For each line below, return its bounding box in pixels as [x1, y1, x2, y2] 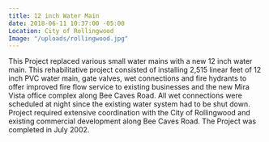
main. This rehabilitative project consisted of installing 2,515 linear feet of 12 [8, 65, 262, 75]
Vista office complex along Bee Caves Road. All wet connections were [8, 90, 243, 101]
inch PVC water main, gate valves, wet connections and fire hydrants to [8, 73, 247, 83]
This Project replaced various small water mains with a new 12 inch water [8, 56, 253, 66]
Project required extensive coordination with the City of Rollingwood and [8, 108, 251, 118]
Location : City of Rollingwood [8, 27, 114, 35]
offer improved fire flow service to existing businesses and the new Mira [8, 82, 250, 92]
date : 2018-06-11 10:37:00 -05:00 [8, 19, 126, 27]
